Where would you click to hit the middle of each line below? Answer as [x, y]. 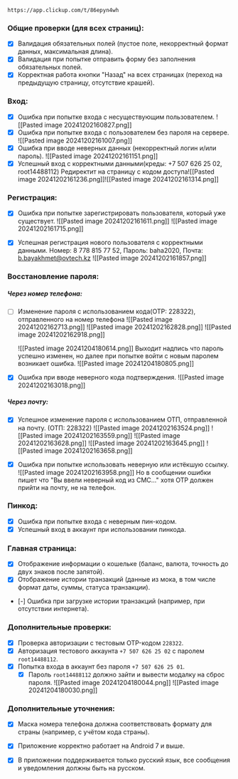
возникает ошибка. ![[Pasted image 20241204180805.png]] [106, 364]
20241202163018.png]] [52, 385]
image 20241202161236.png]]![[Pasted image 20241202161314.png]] [118, 179]
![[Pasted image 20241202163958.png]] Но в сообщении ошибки [114, 472]
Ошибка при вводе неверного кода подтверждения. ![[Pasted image [121, 377]
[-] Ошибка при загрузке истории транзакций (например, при [111, 601]
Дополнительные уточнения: [61, 709]
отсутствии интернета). [53, 609]
